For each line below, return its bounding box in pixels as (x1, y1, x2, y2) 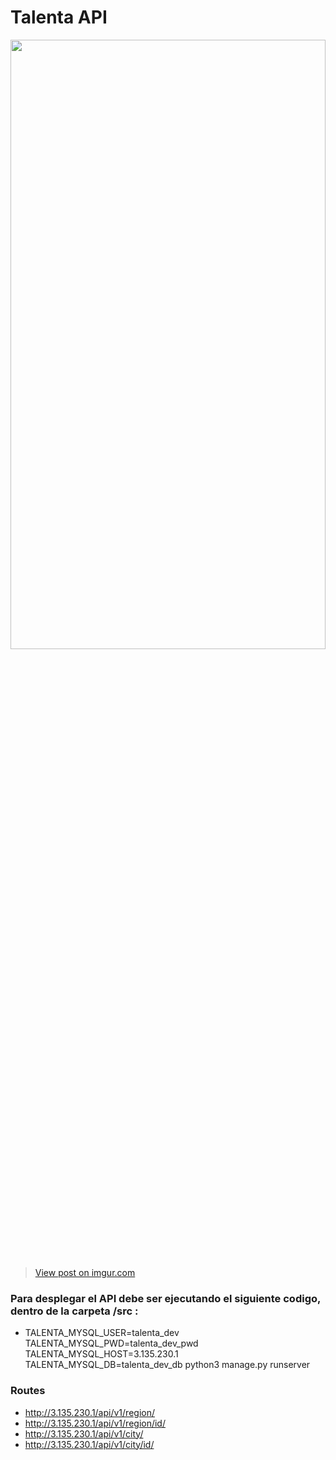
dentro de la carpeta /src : (10, 1304, 139, 1318)
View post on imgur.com (34, 1266, 136, 1278)
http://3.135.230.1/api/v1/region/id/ (24, 1417, 166, 1429)
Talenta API (10, 6, 108, 29)
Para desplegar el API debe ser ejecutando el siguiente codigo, (10, 1291, 321, 1305)
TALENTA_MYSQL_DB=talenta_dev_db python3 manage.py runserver (24, 1359, 311, 1371)
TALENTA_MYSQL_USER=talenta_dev (24, 1327, 180, 1339)
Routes (10, 1384, 46, 1398)
